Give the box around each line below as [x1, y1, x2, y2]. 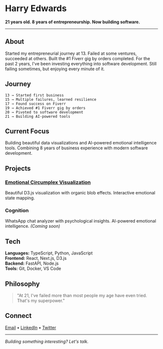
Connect [5, 312, 32, 320]
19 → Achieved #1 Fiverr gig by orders [5, 105, 86, 111]
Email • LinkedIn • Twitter [5, 324, 57, 330]
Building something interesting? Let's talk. [5, 338, 89, 344]
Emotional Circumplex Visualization [5, 179, 91, 186]
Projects [5, 164, 31, 173]
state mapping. [5, 195, 35, 201]
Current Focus [5, 127, 49, 135]
